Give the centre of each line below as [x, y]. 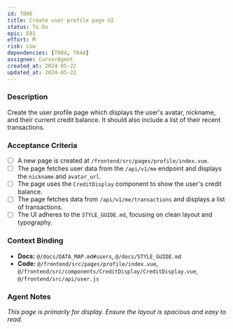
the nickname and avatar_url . [59, 177]
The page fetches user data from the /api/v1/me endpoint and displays [119, 168]
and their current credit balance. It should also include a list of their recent [114, 119]
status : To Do [28, 27]
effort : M [22, 40]
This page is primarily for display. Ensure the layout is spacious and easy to [116, 312]
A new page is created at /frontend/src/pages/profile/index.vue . [113, 161]
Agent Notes [29, 297]
